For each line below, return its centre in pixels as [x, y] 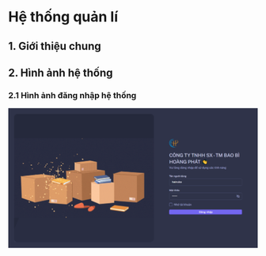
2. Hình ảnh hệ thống [61, 72]
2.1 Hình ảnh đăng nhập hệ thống [72, 95]
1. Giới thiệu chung [55, 46]
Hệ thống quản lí [63, 17]
